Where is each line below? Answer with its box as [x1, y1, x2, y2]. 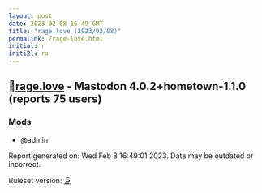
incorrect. [8, 159, 41, 169]
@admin [19, 135, 49, 144]
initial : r [8, 42, 45, 50]
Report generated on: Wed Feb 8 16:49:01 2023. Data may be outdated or [8, 151, 254, 161]
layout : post [8, 11, 53, 20]
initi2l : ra [8, 49, 49, 58]
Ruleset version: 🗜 [8, 175, 71, 185]
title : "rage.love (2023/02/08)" [8, 27, 122, 35]
